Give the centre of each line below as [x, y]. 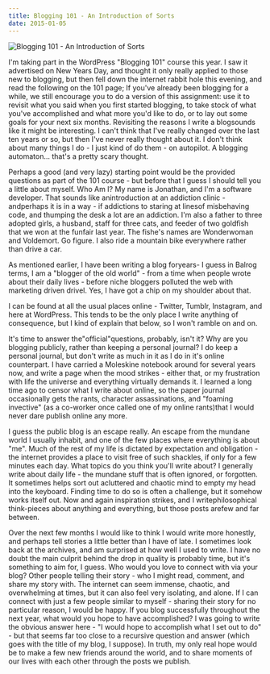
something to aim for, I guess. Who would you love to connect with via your [133, 567]
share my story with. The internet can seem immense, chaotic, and [119, 584]
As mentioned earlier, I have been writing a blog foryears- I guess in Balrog [133, 264]
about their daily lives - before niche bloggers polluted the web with [121, 281]
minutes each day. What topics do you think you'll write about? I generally [131, 465]
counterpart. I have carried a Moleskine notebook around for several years [132, 364]
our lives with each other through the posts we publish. [100, 661]
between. [24, 517]
